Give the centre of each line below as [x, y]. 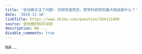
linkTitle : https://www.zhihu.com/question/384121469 [62, 19]
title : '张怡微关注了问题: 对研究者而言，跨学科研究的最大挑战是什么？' [71, 10]
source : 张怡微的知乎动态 [29, 24]
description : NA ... [27, 28]
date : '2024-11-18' [25, 14]
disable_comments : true [30, 33]
